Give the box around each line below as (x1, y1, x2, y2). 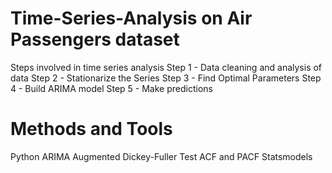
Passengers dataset (10, 28, 180, 51)
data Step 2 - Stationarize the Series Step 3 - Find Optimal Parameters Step (10, 72, 322, 84)
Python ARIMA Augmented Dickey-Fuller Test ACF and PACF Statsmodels (10, 150, 313, 162)
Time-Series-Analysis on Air (10, 7, 253, 30)
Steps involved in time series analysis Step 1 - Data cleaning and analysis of (10, 61, 323, 73)
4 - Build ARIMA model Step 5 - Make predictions (10, 82, 213, 94)
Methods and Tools (10, 118, 173, 141)
